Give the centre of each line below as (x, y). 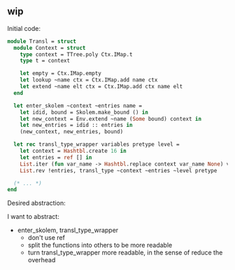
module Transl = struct (42, 41)
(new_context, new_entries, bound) (72, 132)
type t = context (45, 61)
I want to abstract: (33, 217)
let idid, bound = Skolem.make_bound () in (84, 112)
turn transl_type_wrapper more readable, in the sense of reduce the (125, 252)
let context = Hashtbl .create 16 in (73, 151)
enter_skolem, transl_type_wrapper (68, 230)
